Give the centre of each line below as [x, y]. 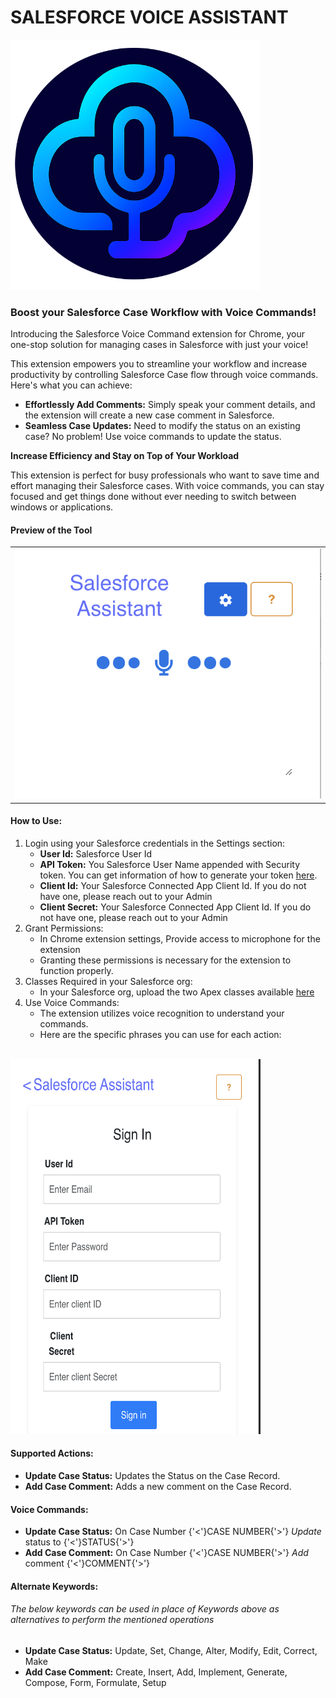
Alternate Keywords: [54, 1586]
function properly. [76, 970]
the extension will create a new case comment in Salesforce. [149, 415]
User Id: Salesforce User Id [96, 853]
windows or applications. [62, 507]
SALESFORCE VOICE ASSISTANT [149, 17]
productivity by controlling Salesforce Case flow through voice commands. [164, 375]
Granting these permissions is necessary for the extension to [165, 960]
